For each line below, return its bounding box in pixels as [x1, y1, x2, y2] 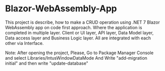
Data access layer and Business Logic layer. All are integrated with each [5, 35, 151, 41]
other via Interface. [5, 40, 44, 46]
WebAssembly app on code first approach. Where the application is [5, 24, 142, 30]
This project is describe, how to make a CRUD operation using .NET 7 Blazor [5, 19, 160, 25]
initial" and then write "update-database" [5, 60, 89, 66]
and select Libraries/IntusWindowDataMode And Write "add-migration [5, 55, 148, 61]
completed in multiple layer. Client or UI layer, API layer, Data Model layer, [5, 30, 154, 35]
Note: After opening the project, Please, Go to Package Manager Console [5, 50, 154, 56]
